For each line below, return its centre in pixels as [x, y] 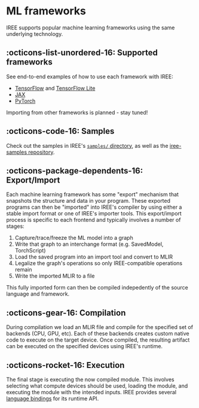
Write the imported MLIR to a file [55, 276]
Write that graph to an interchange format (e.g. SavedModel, [89, 244]
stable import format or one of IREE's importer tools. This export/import [94, 214]
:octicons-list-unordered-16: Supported [82, 53]
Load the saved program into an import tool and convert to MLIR [94, 257]
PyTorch [25, 101]
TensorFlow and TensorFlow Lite [55, 88]
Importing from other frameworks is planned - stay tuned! [77, 112]
